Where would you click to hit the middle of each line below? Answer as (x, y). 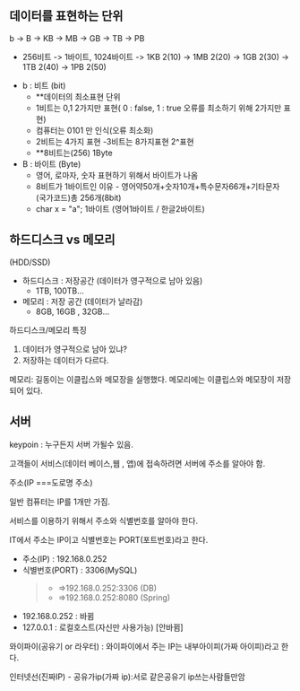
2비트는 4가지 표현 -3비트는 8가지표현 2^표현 (115, 141)
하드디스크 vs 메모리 (62, 240)
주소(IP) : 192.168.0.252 (64, 559)
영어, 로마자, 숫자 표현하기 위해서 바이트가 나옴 (117, 175)
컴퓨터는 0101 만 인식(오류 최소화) (94, 130)
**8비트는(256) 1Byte (74, 153)
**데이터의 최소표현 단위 (78, 96)
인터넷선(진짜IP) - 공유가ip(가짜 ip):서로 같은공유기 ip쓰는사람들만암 (128, 677)
